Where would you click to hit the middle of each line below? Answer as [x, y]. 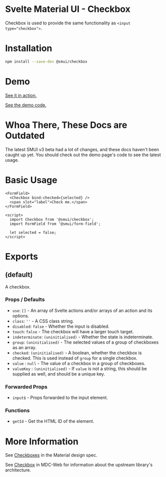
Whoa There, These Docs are [66, 125]
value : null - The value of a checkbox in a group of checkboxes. [79, 363]
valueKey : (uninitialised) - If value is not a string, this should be [80, 369]
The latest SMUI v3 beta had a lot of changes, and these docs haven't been [82, 149]
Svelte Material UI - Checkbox [68, 9]
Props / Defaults [25, 299]
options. [21, 316]
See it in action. [21, 95]
